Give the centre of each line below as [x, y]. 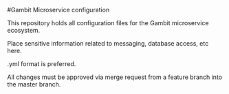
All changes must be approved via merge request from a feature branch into [115, 77]
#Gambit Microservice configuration [58, 10]
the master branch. [34, 84]
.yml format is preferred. [42, 64]
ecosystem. [24, 30]
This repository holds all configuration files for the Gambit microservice [108, 23]
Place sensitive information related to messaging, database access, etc [108, 43]
